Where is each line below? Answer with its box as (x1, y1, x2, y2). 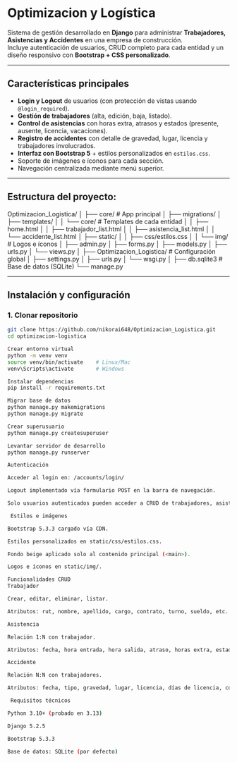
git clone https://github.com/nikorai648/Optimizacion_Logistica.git (7, 326, 217, 333)
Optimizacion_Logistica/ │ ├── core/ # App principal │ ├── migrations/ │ (7, 209, 221, 218)
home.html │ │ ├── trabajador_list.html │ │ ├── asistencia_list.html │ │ (7, 224, 216, 233)
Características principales (7, 78, 129, 90)
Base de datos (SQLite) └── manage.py (7, 262, 123, 271)
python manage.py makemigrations (7, 404, 106, 411)
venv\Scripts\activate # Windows (7, 365, 125, 372)
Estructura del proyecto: (7, 191, 117, 203)
